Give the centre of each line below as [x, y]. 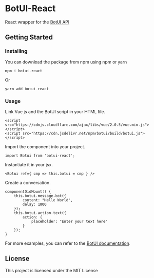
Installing [16, 51]
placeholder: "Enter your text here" [69, 221]
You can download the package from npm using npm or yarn [66, 62]
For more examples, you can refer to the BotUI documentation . [68, 243]
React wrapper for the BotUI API [37, 22]
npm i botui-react [24, 71]
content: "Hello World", [48, 200]
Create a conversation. [28, 182]
